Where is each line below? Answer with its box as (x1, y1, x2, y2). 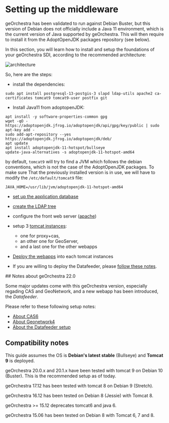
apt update (5, 140, 28, 146)
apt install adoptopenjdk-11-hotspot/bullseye (5, 145, 105, 150)
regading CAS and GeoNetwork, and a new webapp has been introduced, (5, 288, 158, 294)
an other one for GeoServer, (20, 238, 79, 244)
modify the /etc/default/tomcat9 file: (5, 174, 83, 181)
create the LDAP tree (12, 203, 57, 209)
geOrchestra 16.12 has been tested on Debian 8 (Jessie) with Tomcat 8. (5, 392, 153, 399)
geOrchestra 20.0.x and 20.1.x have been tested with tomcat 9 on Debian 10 (5, 367, 163, 373)
